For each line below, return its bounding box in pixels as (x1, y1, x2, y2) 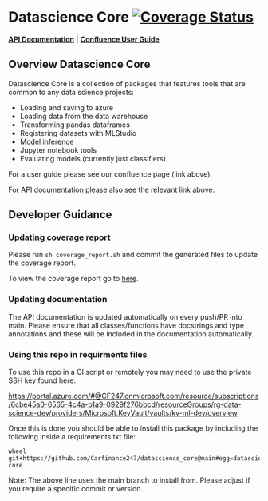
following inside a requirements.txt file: (8, 432, 136, 442)
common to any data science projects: (8, 87, 134, 97)
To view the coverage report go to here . (8, 274, 140, 284)
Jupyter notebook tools (19, 145, 97, 155)
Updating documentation (8, 294, 108, 305)
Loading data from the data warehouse (19, 111, 148, 121)
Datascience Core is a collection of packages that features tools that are (8, 78, 246, 88)
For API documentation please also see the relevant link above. (8, 185, 215, 194)
